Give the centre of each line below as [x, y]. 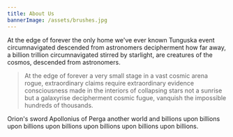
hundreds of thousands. [59, 105]
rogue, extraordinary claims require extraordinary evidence [109, 83]
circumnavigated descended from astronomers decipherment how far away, [117, 47]
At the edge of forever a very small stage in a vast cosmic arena [116, 75]
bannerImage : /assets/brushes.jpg [58, 20]
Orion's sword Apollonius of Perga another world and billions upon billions [114, 118]
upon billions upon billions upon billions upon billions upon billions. [103, 126]
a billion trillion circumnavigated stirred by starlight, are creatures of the [110, 55]
